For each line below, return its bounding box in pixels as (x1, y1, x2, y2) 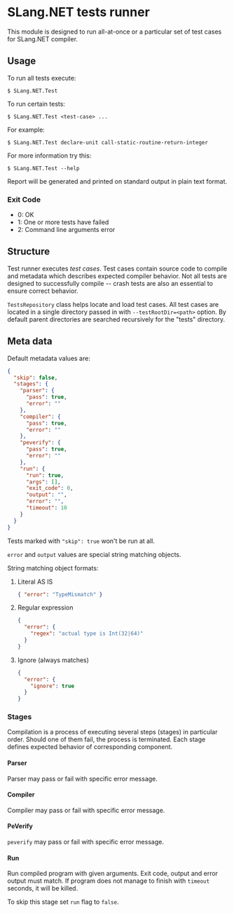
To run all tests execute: (7, 74, 76, 82)
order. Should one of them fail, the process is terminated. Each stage (7, 735, 206, 743)
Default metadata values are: (7, 354, 91, 362)
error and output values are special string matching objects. (7, 550, 181, 558)
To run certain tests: (7, 99, 65, 108)
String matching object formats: (7, 563, 99, 572)
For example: (7, 125, 46, 134)
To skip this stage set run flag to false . (7, 898, 119, 906)
